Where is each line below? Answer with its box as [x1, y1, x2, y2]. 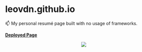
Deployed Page [5, 31, 37, 38]
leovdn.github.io [5, 3, 75, 15]
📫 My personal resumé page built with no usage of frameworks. [5, 20, 138, 26]
